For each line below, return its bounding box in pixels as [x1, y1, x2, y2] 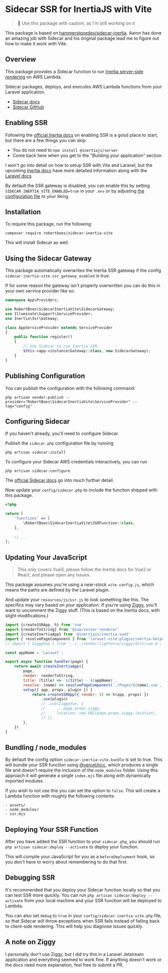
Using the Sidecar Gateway [5, 254, 91, 262]
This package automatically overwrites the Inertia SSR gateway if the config [5, 267, 161, 273]
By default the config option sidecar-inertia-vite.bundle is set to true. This [5, 756, 162, 762]
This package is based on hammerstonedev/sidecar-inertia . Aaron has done [5, 30, 161, 36]
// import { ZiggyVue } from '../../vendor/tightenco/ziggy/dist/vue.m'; [5, 641, 162, 646]
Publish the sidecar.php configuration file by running [5, 440, 114, 446]
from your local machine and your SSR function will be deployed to [24, 897, 162, 903]
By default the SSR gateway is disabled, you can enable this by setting [5, 182, 150, 188]
